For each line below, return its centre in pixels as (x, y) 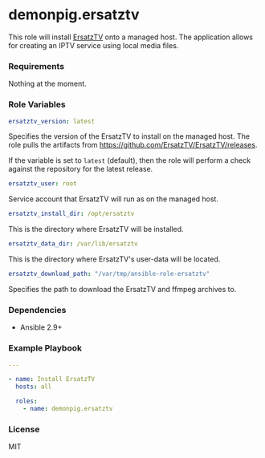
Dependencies (37, 310)
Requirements (37, 66)
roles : (26, 401)
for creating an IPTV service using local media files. (94, 45)
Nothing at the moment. (47, 84)
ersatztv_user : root (43, 184)
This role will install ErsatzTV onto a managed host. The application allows (131, 37)
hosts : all (34, 387)
